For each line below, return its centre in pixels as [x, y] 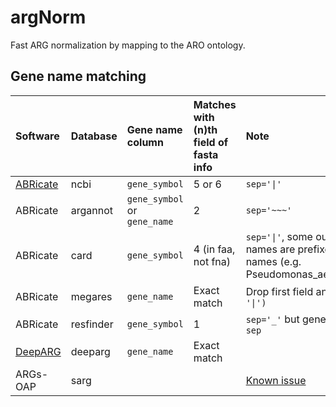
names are [270, 249]
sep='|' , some [279, 236]
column [145, 142]
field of [211, 142]
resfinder [92, 324]
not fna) [212, 261]
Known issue [276, 380]
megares [91, 296]
